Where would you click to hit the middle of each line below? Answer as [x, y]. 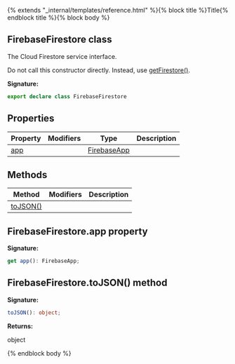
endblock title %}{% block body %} [59, 18]
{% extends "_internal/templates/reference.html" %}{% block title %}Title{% [118, 10]
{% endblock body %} [39, 353]
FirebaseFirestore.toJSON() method [87, 283]
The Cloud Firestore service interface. [62, 56]
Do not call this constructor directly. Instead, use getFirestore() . [99, 70]
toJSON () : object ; [34, 312]
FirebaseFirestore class [60, 40]
